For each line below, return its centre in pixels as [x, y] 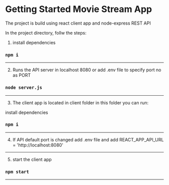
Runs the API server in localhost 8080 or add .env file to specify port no [87, 70]
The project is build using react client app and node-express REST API [78, 23]
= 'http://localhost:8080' [38, 145]
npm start [17, 172]
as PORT [22, 75]
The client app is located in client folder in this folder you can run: [80, 103]
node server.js [24, 88]
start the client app [32, 159]
